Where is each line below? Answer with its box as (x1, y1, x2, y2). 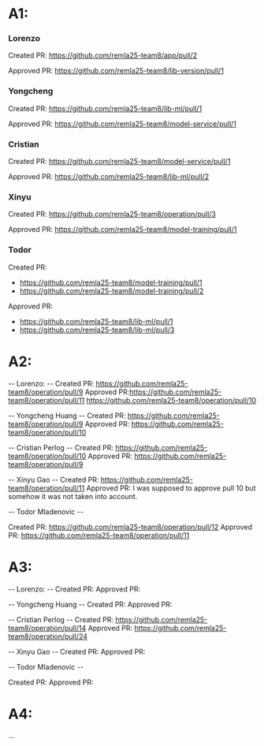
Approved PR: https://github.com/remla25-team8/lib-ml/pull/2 (8, 172, 210, 181)
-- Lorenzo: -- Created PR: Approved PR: (8, 584, 140, 594)
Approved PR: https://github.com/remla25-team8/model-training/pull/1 (8, 225, 237, 234)
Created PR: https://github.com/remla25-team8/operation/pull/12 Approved (8, 522, 253, 532)
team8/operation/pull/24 (8, 632, 88, 641)
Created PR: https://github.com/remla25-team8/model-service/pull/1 (8, 157, 231, 166)
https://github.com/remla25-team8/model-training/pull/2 (19, 285, 204, 296)
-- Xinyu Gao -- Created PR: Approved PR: (8, 647, 146, 656)
